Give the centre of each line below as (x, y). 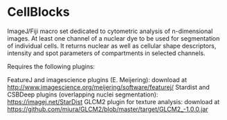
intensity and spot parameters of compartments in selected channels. (106, 53)
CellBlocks (39, 12)
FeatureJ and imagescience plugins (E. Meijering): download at (97, 79)
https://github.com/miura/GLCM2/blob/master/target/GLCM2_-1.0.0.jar (108, 109)
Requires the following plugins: (51, 66)
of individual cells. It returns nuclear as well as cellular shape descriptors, (112, 46)
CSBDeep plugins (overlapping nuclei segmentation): (83, 94)
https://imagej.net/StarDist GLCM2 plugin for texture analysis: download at (113, 101)
